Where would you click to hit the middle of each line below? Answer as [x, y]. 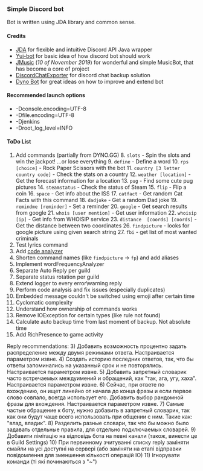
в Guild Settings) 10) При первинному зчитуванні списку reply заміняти [98, 442]
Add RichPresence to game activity [59, 334]
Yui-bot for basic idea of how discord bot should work [83, 55]
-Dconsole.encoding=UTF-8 [51, 109]
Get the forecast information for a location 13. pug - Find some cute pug [104, 180]
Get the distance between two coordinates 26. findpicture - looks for [102, 226]
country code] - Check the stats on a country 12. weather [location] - [103, 174]
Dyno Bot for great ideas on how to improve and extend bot [89, 81]
